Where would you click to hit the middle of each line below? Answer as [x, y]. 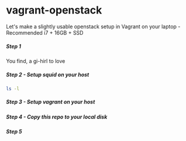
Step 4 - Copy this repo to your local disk [57, 117]
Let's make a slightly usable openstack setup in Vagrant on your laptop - [93, 26]
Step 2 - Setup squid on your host [48, 75]
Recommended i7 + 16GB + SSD [45, 32]
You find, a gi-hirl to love [36, 61]
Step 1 [14, 46]
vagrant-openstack [54, 10]
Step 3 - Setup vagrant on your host [51, 102]
